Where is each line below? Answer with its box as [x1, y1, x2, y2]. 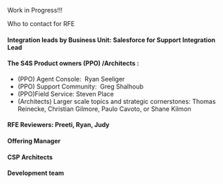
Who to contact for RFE [7, 20, 75, 27]
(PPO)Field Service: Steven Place [17, 89, 114, 98]
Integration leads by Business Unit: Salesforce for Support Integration [7, 35, 216, 44]
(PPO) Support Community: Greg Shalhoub [17, 82, 144, 91]
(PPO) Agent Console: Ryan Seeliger [17, 74, 125, 83]
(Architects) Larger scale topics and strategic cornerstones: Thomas [17, 97, 216, 105]
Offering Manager [7, 136, 61, 145]
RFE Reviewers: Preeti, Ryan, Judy [7, 121, 110, 129]
